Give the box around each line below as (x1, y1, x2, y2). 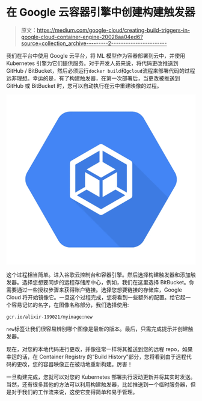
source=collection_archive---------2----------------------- (20, 40, 167, 47)
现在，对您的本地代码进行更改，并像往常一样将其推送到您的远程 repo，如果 (6, 346, 194, 353)
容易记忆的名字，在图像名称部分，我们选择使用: (11, 301, 129, 308)
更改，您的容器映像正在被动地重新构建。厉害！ (16, 361, 133, 368)
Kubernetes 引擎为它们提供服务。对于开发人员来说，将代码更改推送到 (6, 60, 179, 67)
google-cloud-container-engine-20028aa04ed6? (20, 33, 143, 40)
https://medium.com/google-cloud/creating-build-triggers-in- (37, 26, 191, 34)
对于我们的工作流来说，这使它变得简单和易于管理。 (11, 388, 138, 396)
